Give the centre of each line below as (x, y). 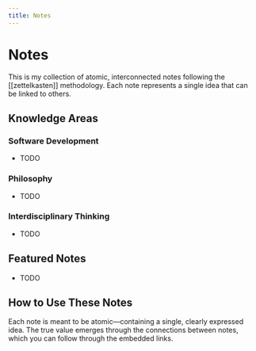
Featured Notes (47, 259)
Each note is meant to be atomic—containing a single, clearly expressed (126, 322)
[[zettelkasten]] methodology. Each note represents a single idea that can (128, 85)
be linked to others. (40, 93)
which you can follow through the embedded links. (91, 338)
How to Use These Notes (71, 303)
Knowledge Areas (53, 118)
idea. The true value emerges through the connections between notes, (124, 330)
